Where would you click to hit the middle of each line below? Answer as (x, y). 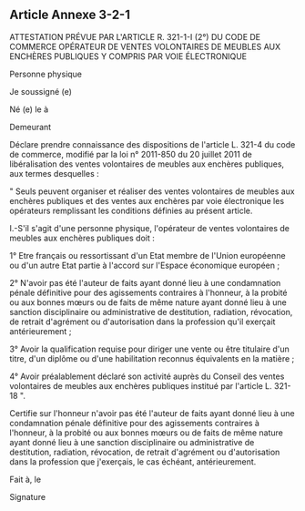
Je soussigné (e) (41, 91)
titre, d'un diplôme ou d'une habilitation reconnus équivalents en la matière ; (152, 358)
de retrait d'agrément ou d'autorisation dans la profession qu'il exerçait (142, 322)
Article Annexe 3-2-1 (70, 15)
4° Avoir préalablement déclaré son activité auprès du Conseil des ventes (147, 376)
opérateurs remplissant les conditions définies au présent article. (131, 210)
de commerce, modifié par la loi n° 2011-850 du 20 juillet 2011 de (131, 154)
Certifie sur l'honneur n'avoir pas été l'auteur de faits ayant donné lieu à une (152, 413)
